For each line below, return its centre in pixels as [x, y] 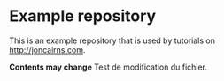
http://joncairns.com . [47, 49]
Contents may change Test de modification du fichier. [108, 67]
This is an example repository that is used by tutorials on [112, 40]
